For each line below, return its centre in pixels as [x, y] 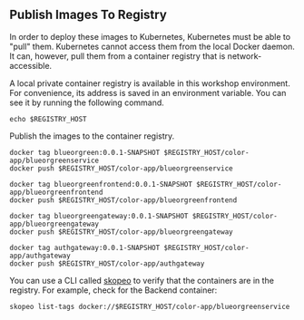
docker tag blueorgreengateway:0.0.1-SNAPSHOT [99, 216]
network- [245, 56]
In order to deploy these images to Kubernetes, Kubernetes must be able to [150, 36]
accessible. [31, 65]
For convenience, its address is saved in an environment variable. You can [148, 92]
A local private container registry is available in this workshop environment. [150, 83]
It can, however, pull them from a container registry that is [118, 56]
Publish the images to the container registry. [92, 136]
